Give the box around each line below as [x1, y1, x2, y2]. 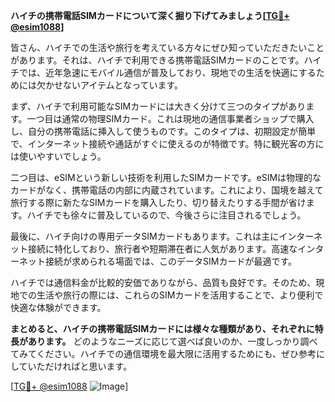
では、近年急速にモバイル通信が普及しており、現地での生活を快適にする [18, 67, 317, 78]
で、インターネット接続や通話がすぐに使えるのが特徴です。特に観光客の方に [10, 138, 325, 149]
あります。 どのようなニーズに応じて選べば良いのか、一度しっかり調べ [27, 335, 318, 347]
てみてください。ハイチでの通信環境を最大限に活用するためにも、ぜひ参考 [10, 348, 317, 359]
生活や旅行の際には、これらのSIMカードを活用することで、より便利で [36, 289, 324, 301]
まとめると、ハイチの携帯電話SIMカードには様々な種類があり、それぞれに [10, 323, 315, 334]
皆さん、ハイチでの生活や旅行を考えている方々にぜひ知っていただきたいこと [10, 42, 325, 53]
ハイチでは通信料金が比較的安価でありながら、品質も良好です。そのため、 [10, 277, 317, 288]
